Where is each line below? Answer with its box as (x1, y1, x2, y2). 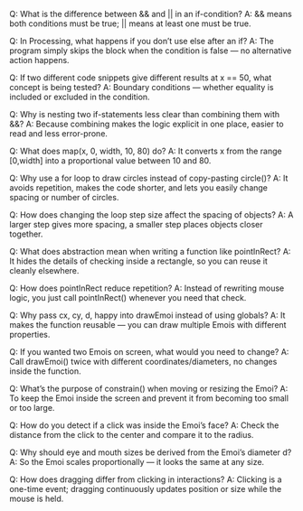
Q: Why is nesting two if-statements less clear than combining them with (9, 109, 280, 119)
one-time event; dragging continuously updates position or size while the (9, 484, 282, 494)
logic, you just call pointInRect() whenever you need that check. (9, 293, 247, 302)
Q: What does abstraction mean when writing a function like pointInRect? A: (9, 246, 291, 256)
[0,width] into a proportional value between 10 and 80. (9, 155, 212, 166)
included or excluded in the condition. (9, 91, 151, 102)
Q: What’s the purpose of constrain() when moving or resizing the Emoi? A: (9, 384, 289, 394)
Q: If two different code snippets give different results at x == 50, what (9, 72, 272, 83)
